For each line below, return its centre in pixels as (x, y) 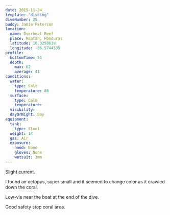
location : (16, 29)
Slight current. (20, 172)
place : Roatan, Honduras (36, 39)
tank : (16, 124)
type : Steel (27, 129)
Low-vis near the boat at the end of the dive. (52, 197)
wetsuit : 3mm (28, 157)
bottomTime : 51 (26, 57)
